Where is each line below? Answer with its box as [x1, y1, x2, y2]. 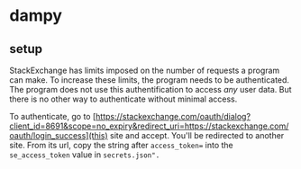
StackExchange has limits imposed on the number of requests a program [9, 65, 280, 76]
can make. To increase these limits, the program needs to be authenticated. [9, 75, 290, 85]
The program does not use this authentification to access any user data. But [9, 84, 292, 94]
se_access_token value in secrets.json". [9, 149, 160, 160]
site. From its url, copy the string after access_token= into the [9, 140, 234, 150]
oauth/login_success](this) [9, 130, 108, 140]
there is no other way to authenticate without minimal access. [9, 93, 238, 104]
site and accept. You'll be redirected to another [109, 130, 285, 140]
